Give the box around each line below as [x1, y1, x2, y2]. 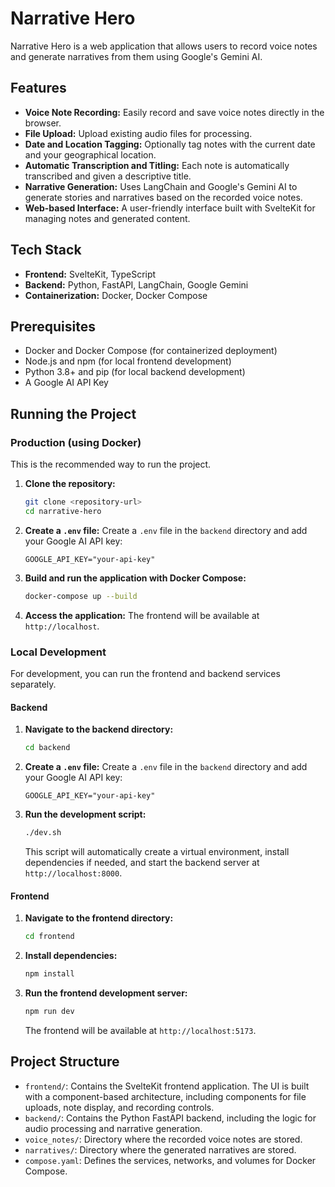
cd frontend [24, 932, 75, 942]
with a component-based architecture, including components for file [24, 1090, 307, 1102]
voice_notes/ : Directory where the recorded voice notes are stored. [24, 1133, 303, 1145]
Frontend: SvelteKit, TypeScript [24, 268, 157, 280]
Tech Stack [10, 242, 82, 259]
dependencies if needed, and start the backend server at [24, 856, 260, 868]
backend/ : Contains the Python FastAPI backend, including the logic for [24, 1112, 317, 1124]
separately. [10, 678, 57, 690]
